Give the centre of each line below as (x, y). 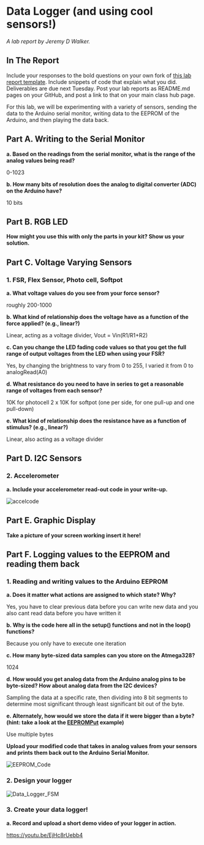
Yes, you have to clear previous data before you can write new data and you (102, 607)
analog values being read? (41, 160)
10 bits (15, 202)
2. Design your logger (39, 781)
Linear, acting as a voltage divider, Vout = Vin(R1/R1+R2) (77, 335)
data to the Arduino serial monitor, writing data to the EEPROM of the (93, 113)
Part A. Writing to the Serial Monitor (76, 139)
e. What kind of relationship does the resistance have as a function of (96, 421)
